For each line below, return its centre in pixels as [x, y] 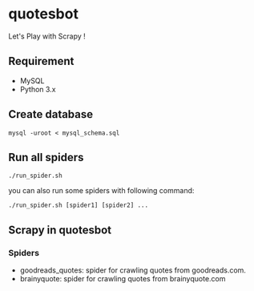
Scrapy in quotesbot [60, 230]
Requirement [41, 61]
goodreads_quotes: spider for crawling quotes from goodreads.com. [133, 270]
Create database [51, 114]
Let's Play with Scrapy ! [47, 36]
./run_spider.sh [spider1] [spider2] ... [79, 205]
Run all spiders [46, 157]
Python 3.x [38, 89]
